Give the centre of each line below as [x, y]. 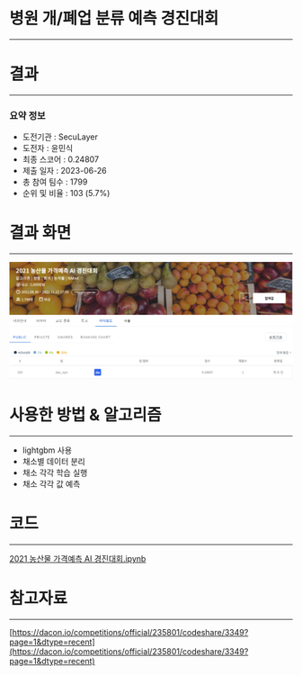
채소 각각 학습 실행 [55, 472]
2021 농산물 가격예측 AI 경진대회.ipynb [78, 559]
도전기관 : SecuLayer [60, 137]
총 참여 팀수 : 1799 [55, 182]
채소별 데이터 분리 [53, 462]
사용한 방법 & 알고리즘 [85, 415]
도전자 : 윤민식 [48, 148]
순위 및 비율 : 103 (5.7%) [66, 193]
